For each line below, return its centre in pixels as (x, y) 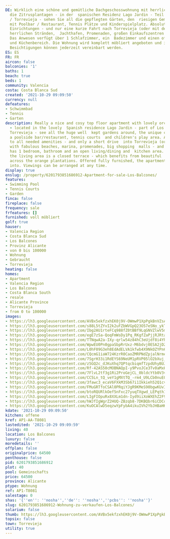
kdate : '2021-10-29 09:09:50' (37, 411)
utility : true (20, 529)
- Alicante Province (27, 302)
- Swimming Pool (22, 185)
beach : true (18, 76)
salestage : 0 (19, 495)
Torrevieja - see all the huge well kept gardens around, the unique (86, 132)
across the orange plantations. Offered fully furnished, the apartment (88, 161)
